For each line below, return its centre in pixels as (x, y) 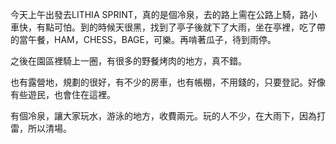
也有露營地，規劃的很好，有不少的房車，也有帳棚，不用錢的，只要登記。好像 (168, 82)
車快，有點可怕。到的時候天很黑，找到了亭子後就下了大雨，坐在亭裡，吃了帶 (168, 27)
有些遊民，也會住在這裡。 (63, 94)
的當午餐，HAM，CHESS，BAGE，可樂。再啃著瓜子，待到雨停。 (143, 39)
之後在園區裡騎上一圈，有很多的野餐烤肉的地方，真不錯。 (128, 61)
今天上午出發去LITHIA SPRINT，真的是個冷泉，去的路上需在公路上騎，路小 (164, 14)
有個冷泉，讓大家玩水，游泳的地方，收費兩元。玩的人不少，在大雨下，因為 (163, 116)
